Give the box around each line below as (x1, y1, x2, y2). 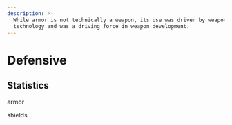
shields (7, 111, 28, 120)
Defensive (7, 52, 67, 68)
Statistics (7, 80, 50, 91)
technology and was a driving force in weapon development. (13, 23, 190, 30)
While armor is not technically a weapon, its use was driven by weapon (13, 16, 227, 23)
